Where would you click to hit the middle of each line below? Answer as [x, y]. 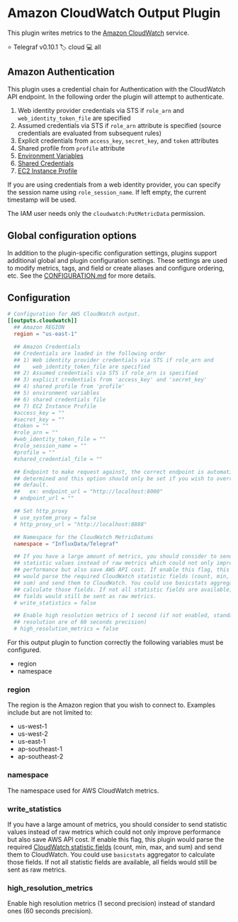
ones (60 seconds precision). [50, 911]
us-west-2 [33, 734]
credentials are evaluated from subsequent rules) [89, 133]
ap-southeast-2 [40, 756]
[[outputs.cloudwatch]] [42, 321]
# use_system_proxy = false [55, 517]
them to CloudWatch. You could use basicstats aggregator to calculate [111, 855]
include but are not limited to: [50, 712]
